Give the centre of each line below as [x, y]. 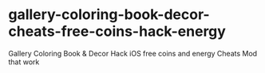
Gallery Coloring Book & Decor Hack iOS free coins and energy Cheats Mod [133, 53]
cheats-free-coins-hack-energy [117, 31]
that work [24, 62]
